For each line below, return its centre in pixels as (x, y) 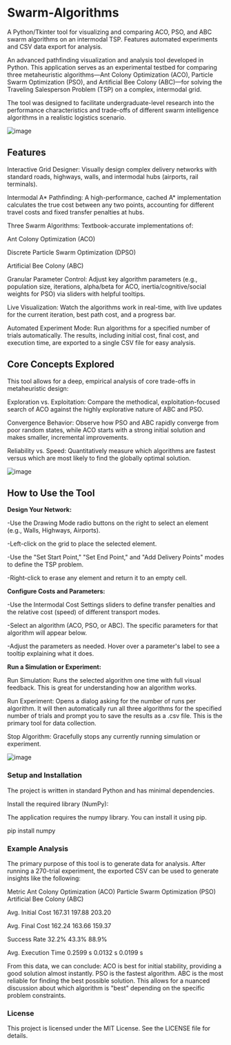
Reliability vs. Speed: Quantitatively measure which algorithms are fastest (111, 450)
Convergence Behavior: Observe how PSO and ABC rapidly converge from (113, 423)
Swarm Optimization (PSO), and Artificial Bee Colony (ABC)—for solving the (115, 82)
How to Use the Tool (51, 493)
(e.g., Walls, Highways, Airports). (54, 530)
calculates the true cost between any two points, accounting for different (111, 205)
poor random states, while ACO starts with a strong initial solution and (106, 429)
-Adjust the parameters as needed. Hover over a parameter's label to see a (113, 646)
